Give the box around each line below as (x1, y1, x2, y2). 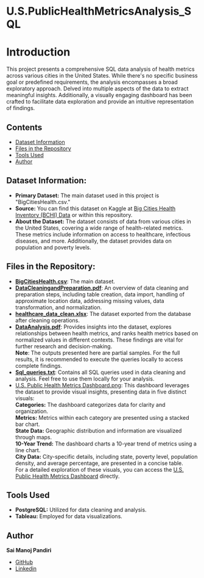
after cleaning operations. (15, 316, 80, 324)
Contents (6, 122, 43, 133)
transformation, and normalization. (15, 304, 102, 311)
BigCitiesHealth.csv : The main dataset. (15, 277, 116, 285)
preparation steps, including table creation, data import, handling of (15, 290, 185, 298)
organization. (15, 408, 49, 415)
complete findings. (15, 362, 63, 369)
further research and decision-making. (15, 342, 113, 349)
